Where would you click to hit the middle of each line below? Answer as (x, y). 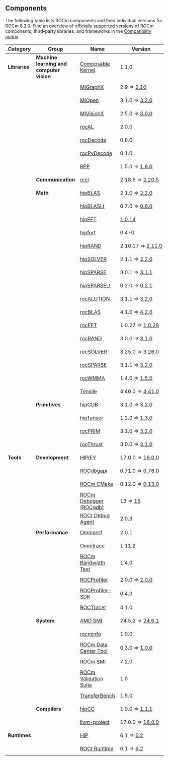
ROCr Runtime (97, 748)
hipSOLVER (93, 259)
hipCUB (89, 404)
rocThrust (91, 444)
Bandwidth (93, 562)
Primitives (48, 404)
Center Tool (94, 651)
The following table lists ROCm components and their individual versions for (84, 20)
